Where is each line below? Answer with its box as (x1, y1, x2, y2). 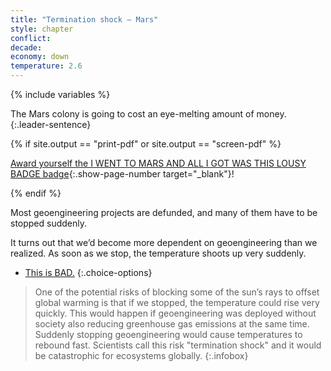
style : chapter (10, 24, 74, 34)
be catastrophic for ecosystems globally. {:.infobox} (34, 350, 249, 361)
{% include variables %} (10, 89, 111, 100)
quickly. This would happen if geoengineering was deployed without (34, 307, 317, 319)
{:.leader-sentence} (10, 119, 92, 130)
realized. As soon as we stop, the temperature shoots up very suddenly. (10, 247, 307, 259)
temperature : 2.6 (10, 61, 83, 71)
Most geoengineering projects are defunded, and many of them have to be (10, 207, 318, 218)
